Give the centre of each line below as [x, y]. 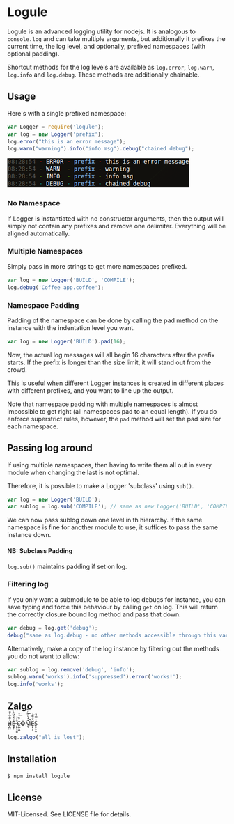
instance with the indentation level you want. [71, 327]
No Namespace [34, 203]
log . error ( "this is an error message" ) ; [67, 141]
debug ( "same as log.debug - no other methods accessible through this [112, 635]
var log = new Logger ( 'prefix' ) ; [56, 134]
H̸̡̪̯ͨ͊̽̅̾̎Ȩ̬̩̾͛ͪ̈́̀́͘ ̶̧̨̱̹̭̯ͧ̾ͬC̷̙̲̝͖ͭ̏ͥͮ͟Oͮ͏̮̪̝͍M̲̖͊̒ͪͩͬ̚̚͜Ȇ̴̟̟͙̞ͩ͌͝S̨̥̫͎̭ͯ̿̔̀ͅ [23, 723]
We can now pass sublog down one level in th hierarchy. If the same [105, 520]
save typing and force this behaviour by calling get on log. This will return [112, 607]
